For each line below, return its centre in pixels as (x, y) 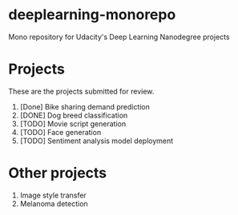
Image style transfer (53, 195)
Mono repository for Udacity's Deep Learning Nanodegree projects (119, 37)
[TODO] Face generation (61, 132)
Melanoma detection (54, 203)
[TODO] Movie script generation (73, 123)
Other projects (58, 173)
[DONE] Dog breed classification (74, 115)
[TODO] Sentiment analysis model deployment (97, 141)
